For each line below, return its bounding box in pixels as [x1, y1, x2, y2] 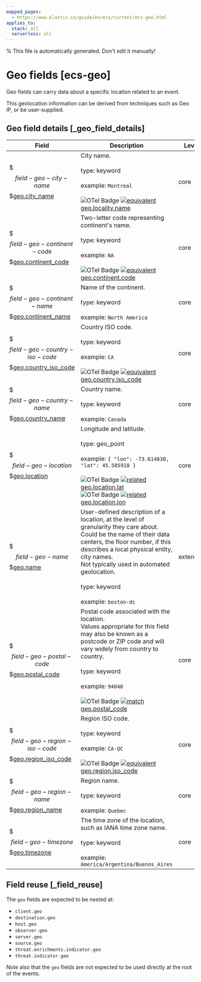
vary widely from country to [80, 644, 159, 653]
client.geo [14, 908, 42, 914]
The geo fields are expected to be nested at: [6, 896, 115, 903]
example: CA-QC [80, 744, 124, 752]
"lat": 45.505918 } [80, 462, 136, 469]
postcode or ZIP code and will [80, 637, 165, 645]
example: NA [80, 251, 114, 259]
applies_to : [6, 20, 36, 26]
